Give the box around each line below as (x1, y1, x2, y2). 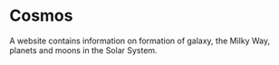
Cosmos (9, 5, 73, 26)
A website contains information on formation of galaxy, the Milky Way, (9, 35, 270, 46)
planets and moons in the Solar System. (9, 44, 158, 55)
